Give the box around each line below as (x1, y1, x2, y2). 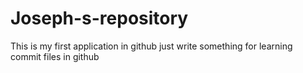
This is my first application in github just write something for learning (10, 40, 293, 52)
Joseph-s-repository (10, 7, 189, 30)
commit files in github (10, 50, 100, 62)
